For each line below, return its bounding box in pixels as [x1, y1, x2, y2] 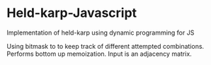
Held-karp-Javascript [6, 5, 137, 21]
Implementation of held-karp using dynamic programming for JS [6, 28, 195, 37]
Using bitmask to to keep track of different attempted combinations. [6, 42, 205, 50]
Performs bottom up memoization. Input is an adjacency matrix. [6, 49, 192, 58]
